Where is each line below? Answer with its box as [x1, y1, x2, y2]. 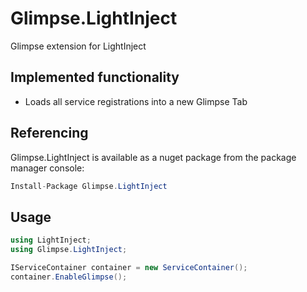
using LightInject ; [10, 235, 92, 246]
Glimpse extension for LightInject [10, 40, 147, 52]
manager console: [10, 162, 85, 174]
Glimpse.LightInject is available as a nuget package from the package [10, 151, 297, 163]
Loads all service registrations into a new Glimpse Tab [24, 95, 248, 107]
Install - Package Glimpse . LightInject [10, 181, 168, 191]
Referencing [10, 125, 89, 142]
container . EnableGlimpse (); [10, 272, 128, 282]
